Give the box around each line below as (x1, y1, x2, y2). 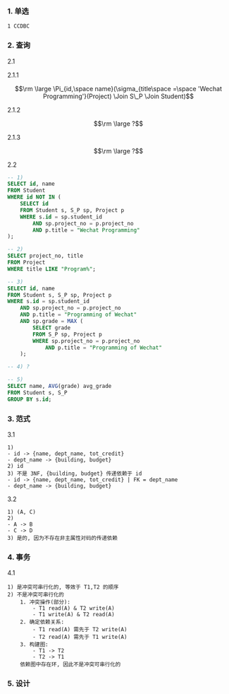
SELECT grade (32, 324, 71, 331)
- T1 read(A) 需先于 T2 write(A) (32, 626, 128, 633)
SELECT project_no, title (7, 252, 83, 259)
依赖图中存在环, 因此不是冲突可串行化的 (20, 661, 121, 669)
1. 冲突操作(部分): (20, 599, 70, 606)
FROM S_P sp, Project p (32, 331, 102, 338)
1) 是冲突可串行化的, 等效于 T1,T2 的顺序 (7, 584, 119, 591)
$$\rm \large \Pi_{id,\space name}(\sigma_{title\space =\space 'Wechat (15, 84, 222, 93)
